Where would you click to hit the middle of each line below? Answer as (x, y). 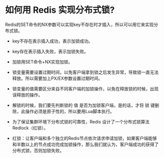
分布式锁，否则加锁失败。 (38, 150)
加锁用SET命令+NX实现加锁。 (42, 62)
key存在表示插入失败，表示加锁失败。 (50, 51)
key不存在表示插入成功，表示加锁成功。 (52, 41)
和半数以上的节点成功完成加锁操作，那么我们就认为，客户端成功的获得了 (85, 144)
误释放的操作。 (27, 95)
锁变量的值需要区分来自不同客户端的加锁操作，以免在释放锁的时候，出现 (85, 89)
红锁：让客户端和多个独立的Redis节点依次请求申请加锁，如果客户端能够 (84, 138)
